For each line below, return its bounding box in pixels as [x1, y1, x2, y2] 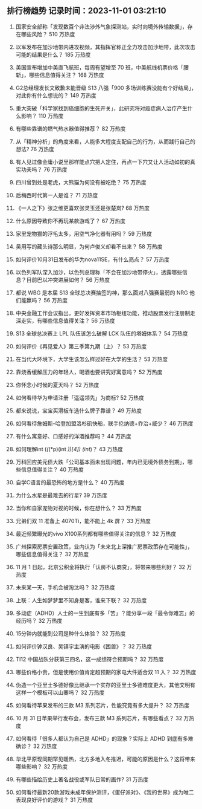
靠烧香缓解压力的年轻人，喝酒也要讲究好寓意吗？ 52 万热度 [15, 368, 163, 375]
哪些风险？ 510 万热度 [21, 30, 75, 37]
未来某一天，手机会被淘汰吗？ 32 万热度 [15, 583, 115, 591]
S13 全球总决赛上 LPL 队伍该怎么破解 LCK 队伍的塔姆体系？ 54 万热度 [15, 330, 188, 337]
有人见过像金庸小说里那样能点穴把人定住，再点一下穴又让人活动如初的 [15, 158, 191, 165]
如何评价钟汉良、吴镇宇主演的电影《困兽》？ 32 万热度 [15, 643, 153, 650]
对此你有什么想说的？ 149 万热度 [15, 91, 97, 99]
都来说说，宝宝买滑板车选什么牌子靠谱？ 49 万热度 [15, 407, 142, 414]
